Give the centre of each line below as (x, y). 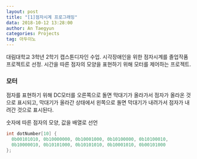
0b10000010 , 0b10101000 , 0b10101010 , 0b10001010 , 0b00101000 (89, 145)
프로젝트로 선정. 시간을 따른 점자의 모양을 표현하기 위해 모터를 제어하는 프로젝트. (99, 64)
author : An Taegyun (30, 28)
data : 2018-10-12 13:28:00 (39, 23)
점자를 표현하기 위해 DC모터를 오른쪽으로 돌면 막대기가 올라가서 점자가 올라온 (96, 95)
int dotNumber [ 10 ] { (32, 134)
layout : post (22, 12)
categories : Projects (33, 34)
